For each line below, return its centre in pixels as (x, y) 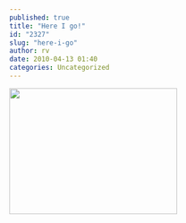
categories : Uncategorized (59, 68)
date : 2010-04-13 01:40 (54, 59)
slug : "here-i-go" (43, 43)
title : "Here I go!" (48, 26)
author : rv (30, 51)
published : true (39, 17)
